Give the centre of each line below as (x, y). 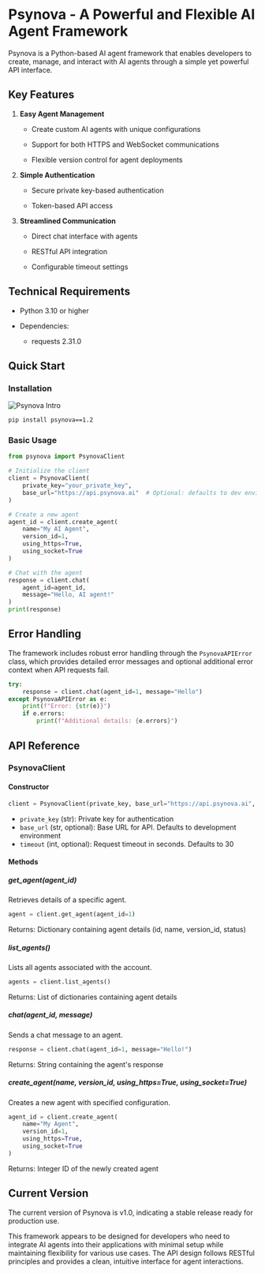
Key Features (41, 95)
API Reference (44, 746)
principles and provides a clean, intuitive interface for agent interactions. (126, 1261)
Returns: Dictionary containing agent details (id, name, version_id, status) (127, 929)
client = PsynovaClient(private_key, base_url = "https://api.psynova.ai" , (132, 804)
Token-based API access (72, 205)
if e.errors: (44, 714)
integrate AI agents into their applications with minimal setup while (116, 1244)
